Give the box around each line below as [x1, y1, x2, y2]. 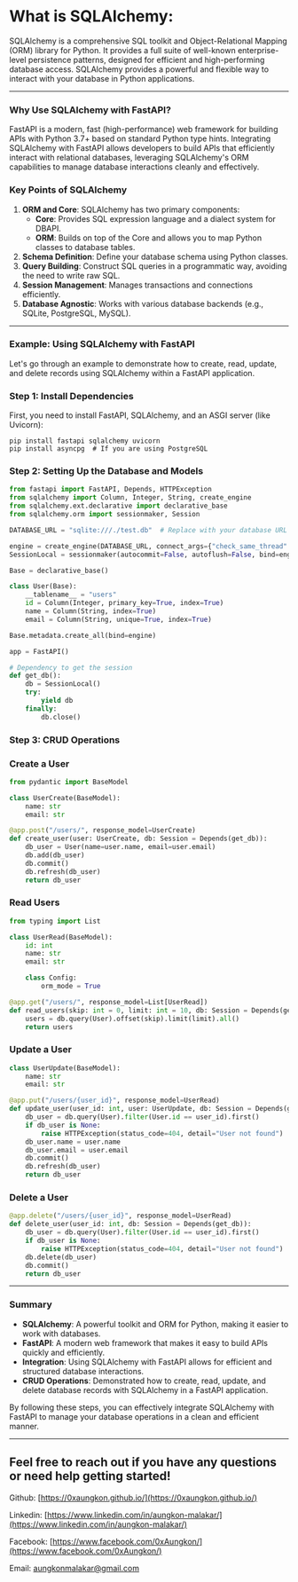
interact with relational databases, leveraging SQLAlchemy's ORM [9, 153, 250, 163]
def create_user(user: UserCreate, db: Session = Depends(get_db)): [9, 834, 268, 844]
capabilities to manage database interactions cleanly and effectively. [9, 161, 260, 172]
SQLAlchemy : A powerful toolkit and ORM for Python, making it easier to [21, 1318, 289, 1329]
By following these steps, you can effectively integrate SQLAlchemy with [9, 1402, 275, 1413]
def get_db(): [9, 672, 62, 681]
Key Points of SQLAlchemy [9, 184, 128, 196]
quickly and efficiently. [21, 1347, 106, 1358]
